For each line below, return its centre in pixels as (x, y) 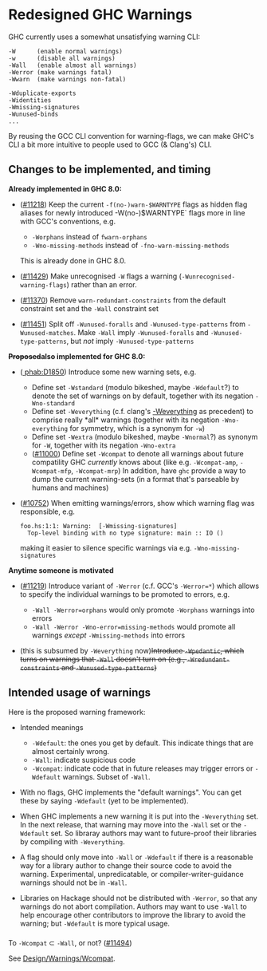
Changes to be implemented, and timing (110, 170)
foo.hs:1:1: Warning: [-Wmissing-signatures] (98, 526)
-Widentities (30, 100)
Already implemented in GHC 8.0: (65, 188)
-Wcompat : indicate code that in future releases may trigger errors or (142, 768)
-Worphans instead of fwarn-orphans (89, 236)
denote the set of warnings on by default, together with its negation (142, 396)
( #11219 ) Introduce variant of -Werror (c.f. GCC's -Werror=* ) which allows (139, 586)
